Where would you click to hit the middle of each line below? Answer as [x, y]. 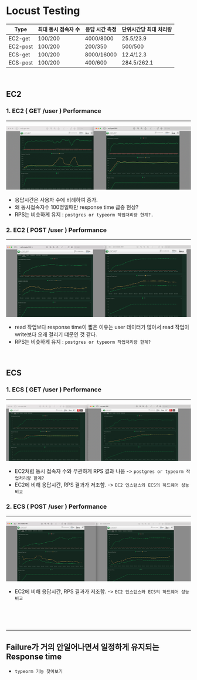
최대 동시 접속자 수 [59, 29]
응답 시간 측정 [101, 29]
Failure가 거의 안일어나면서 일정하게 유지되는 [83, 647]
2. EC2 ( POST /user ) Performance [57, 230]
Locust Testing [43, 11]
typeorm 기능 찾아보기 [38, 671]
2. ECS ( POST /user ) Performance [57, 506]
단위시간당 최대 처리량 [147, 29]
